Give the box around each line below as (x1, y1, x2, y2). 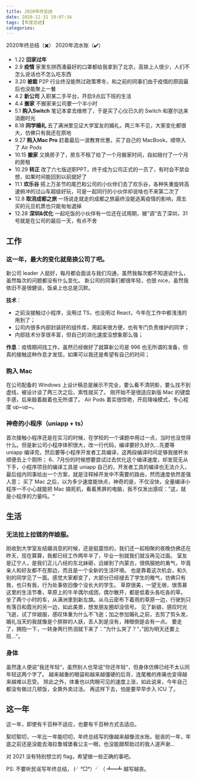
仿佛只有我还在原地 (25, 130, 72, 137)
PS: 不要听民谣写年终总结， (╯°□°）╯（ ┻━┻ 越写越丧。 (6, 766, 150, 773)
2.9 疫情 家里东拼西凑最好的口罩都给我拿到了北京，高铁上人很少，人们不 (14, 63, 190, 70)
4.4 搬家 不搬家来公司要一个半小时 (14, 100, 98, 107)
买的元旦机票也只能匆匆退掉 (14, 203, 82, 210)
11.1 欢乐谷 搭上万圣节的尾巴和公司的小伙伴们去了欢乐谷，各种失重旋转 (14, 181, 185, 188)
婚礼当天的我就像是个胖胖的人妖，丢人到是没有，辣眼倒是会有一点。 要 (6, 618, 177, 625)
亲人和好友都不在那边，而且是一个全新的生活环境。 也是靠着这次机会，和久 (6, 567, 188, 574)
